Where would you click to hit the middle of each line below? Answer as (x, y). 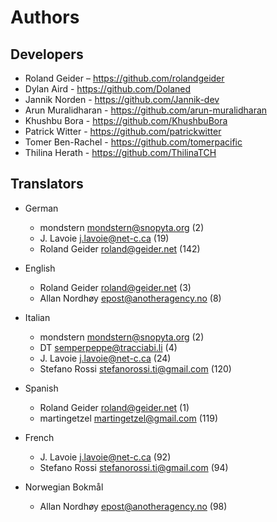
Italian (37, 317)
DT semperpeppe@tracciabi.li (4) (108, 347)
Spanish (41, 388)
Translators (47, 184)
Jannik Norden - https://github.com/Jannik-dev (122, 99)
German (41, 208)
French (39, 437)
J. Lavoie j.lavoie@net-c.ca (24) (105, 358)
